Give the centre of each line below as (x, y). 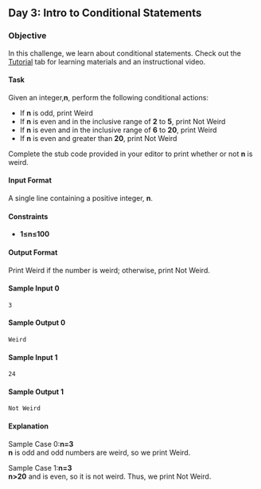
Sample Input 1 (33, 357)
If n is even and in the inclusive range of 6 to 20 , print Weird (118, 130)
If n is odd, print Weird (56, 113)
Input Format (30, 180)
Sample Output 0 (37, 323)
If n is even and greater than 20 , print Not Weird (98, 138)
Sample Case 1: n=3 (40, 467)
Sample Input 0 (34, 288)
